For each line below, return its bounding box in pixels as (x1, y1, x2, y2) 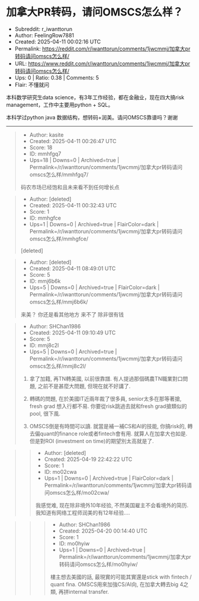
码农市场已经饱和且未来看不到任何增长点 (20, 184, 120, 191)
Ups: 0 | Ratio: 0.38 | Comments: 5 (14, 74, 99, 81)
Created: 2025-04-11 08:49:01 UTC (29, 265, 116, 272)
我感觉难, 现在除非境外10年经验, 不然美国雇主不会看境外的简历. (35, 501, 189, 508)
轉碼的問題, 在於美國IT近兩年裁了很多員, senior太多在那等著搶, (29, 395, 182, 402)
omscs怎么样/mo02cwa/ (49, 489, 110, 496)
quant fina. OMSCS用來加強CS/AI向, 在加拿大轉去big (50, 580, 179, 588)
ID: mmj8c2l (29, 341, 59, 349)
